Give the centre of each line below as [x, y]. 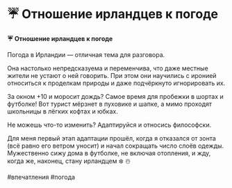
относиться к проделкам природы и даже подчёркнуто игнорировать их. [116, 83]
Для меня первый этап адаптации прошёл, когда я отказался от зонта [112, 138]
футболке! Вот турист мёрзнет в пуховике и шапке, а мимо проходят [110, 104]
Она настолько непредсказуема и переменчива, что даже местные [108, 68]
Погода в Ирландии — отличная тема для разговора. [86, 54]
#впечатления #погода [41, 177]
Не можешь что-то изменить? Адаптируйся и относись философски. [109, 125]
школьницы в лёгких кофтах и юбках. [63, 111]
